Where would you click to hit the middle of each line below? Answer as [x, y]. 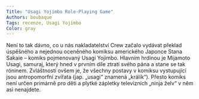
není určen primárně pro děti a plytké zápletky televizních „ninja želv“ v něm [100, 83]
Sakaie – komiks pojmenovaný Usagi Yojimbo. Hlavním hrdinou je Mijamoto [98, 58]
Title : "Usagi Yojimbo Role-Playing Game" [60, 12]
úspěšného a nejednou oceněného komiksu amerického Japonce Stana [94, 52]
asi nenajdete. [23, 89]
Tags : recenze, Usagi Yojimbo [44, 23]
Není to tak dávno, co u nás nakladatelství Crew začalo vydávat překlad [94, 45]
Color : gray [21, 28]
